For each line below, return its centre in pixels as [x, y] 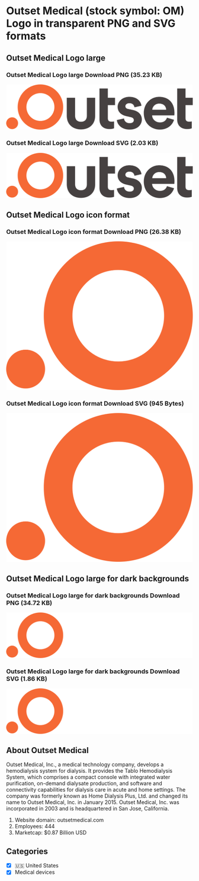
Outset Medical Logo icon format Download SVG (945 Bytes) [95, 403]
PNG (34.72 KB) [29, 603]
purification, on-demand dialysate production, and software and [84, 783]
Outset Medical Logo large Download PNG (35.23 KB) [84, 75]
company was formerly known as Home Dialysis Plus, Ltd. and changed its [97, 796]
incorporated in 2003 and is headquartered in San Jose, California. [88, 809]
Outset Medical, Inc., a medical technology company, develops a [85, 764]
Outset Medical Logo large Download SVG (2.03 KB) [82, 143]
